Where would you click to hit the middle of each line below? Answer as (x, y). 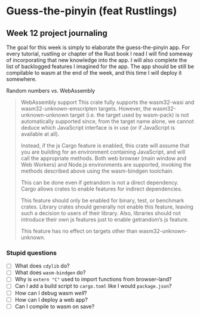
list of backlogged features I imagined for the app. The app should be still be (100, 66)
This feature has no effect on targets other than (79, 231)
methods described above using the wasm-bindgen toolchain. (97, 171)
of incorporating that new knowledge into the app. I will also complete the (97, 60)
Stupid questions (32, 253)
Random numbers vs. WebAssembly (51, 90)
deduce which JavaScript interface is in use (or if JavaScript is (98, 128)
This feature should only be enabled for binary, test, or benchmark (102, 200)
